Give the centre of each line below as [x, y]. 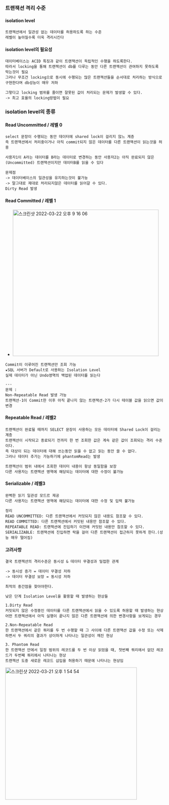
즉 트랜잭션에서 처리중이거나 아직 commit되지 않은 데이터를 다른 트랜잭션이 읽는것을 [81, 142]
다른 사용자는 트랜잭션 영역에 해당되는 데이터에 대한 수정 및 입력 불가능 [70, 501]
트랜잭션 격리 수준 [26, 8]
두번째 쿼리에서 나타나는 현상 [40, 655]
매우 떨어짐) [22, 538]
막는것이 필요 [17, 72]
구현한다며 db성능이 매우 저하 [32, 83]
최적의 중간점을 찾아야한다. [30, 587]
